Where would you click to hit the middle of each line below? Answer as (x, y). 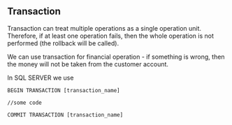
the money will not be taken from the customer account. (88, 64)
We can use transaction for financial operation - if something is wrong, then (116, 57)
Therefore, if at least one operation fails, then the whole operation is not (111, 36)
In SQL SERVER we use (41, 78)
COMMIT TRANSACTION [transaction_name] (65, 115)
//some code (24, 103)
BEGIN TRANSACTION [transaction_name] (64, 90)
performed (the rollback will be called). (63, 43)
